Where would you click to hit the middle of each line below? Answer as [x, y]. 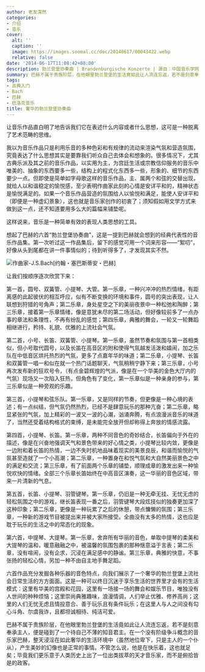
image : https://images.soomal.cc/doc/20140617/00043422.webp [91, 52]
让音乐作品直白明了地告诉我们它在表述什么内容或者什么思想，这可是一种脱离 [103, 127]
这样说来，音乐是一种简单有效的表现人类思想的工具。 [73, 221]
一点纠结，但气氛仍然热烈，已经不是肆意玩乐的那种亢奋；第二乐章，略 [110, 407]
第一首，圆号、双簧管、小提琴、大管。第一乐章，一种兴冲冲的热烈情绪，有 [100, 289]
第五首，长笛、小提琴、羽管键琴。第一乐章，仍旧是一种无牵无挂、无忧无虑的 [103, 493]
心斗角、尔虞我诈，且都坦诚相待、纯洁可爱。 [63, 611]
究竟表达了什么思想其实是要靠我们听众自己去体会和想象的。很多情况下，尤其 [103, 155]
